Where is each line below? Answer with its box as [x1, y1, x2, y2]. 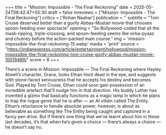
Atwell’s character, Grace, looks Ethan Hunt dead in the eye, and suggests [5, 72, 156, 77]
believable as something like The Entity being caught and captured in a [5, 108, 150, 114]
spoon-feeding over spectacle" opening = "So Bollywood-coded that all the [5, 25, 160, 31]
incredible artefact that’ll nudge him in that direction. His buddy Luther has [5, 88, 157, 93]
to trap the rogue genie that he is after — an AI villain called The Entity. [5, 98, 150, 103]
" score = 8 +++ [26, 57, 59, 62]
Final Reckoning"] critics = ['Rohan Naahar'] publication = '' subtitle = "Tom [5, 15, 159, 20]
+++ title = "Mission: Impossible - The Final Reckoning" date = [5, 4, 133, 10]
